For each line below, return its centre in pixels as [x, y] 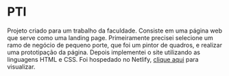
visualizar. [21, 66]
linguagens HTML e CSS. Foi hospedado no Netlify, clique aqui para [103, 59]
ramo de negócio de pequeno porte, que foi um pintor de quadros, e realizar [115, 45]
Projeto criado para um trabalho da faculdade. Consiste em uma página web [115, 31]
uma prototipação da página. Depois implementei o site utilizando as [104, 52]
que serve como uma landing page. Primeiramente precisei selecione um [110, 37]
